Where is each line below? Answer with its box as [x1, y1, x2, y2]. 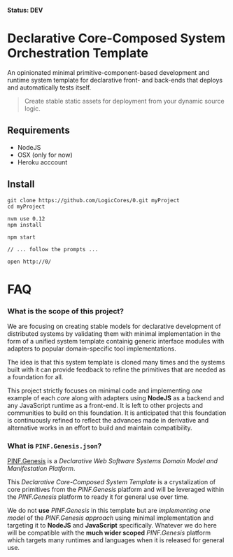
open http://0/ [7, 258, 52, 265]
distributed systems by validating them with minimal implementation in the [7, 330, 221, 338]
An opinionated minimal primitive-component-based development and [7, 68, 210, 76]
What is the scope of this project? [7, 306, 125, 316]
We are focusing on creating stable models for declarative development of [7, 322, 222, 331]
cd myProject [7, 203, 45, 210]
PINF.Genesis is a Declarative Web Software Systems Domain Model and [7, 457, 218, 465]
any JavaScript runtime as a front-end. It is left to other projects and [7, 402, 204, 410]
